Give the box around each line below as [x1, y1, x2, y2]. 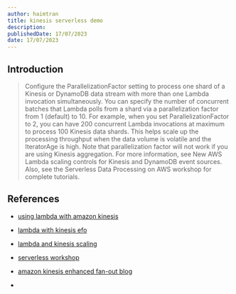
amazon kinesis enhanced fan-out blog [17, 267, 133, 276]
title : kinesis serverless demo [7, 17, 103, 24]
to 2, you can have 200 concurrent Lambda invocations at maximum [24, 119, 225, 128]
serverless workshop [17, 253, 80, 261]
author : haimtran [7, 10, 59, 18]
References [7, 193, 60, 205]
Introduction [7, 63, 64, 75]
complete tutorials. [24, 172, 80, 181]
